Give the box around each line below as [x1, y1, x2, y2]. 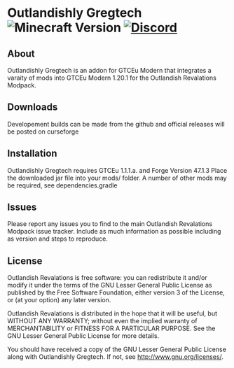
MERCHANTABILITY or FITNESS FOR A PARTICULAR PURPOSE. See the [7, 324, 216, 333]
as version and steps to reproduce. [7, 234, 109, 243]
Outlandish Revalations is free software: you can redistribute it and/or [7, 274, 208, 282]
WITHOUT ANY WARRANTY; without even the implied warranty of [7, 317, 198, 325]
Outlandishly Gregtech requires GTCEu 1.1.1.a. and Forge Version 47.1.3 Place [7, 166, 228, 174]
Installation [7, 148, 57, 160]
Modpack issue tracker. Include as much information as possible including [7, 227, 221, 236]
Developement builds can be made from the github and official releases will [7, 120, 226, 128]
